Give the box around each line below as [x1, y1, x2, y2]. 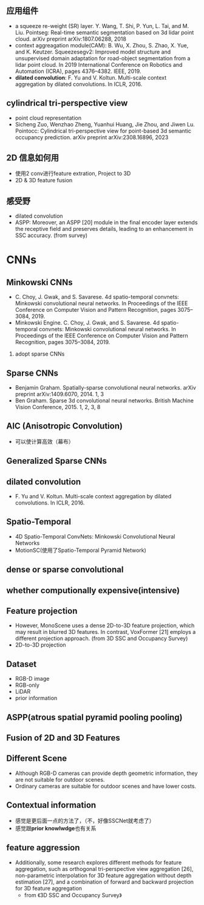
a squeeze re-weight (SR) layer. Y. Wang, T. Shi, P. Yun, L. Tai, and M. [15, 22, 189, 29]
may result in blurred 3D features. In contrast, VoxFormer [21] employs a [15, 628, 196, 636]
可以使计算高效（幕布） [15, 438, 74, 445]
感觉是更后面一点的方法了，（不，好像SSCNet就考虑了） [15, 817, 155, 824]
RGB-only [15, 681, 39, 689]
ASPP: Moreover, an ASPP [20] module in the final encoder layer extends [15, 219, 198, 226]
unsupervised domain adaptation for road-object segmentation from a [15, 54, 191, 62]
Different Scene [6, 753, 67, 764]
